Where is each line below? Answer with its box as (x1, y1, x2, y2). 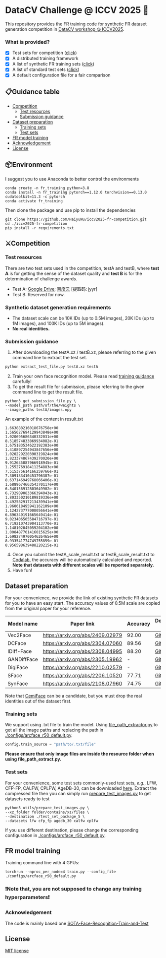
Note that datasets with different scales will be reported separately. (12, 562, 154, 568)
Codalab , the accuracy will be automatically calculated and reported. (12, 557, 152, 563)
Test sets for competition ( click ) (12, 50, 77, 56)
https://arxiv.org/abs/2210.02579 (42, 664, 123, 671)
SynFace (7, 680, 28, 687)
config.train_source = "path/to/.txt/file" (5, 742, 96, 747)
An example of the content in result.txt (5, 416, 83, 422)
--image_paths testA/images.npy (5, 407, 72, 412)
